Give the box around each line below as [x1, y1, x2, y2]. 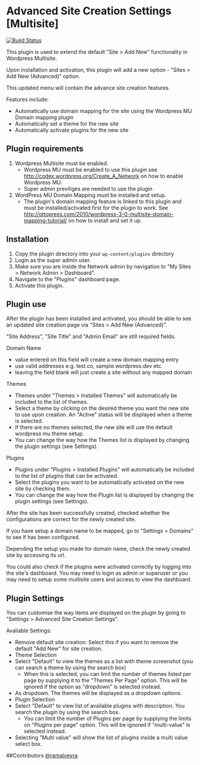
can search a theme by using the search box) [14, 664, 127, 671]
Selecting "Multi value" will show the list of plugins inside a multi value [14, 734, 188, 741]
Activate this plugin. [14, 282, 64, 289]
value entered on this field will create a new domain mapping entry [14, 356, 179, 363]
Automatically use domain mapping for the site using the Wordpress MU [14, 107, 192, 114]
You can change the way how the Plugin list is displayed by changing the [14, 492, 194, 499]
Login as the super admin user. [14, 256, 91, 264]
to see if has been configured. [6, 534, 81, 541]
